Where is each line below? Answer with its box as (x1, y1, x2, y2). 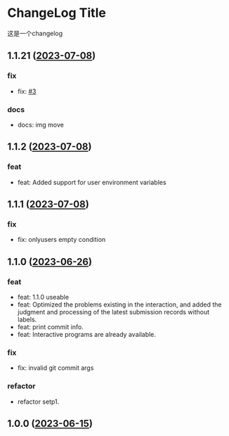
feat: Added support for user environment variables (17, 178, 166, 186)
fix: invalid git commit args (17, 364, 94, 372)
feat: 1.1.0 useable (17, 293, 69, 301)
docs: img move (17, 120, 65, 129)
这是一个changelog (7, 29, 63, 37)
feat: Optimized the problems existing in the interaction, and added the (17, 300, 222, 309)
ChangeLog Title (7, 5, 107, 21)
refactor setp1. (17, 397, 60, 406)
